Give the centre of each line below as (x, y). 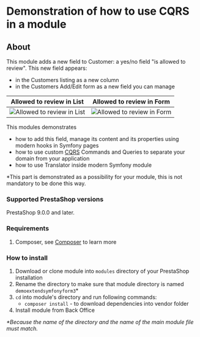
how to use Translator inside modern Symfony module (83, 165)
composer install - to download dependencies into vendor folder (106, 303)
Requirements (28, 229)
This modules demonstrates (42, 127)
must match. (22, 328)
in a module (36, 24)
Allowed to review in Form (131, 101)
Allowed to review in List (47, 101)
